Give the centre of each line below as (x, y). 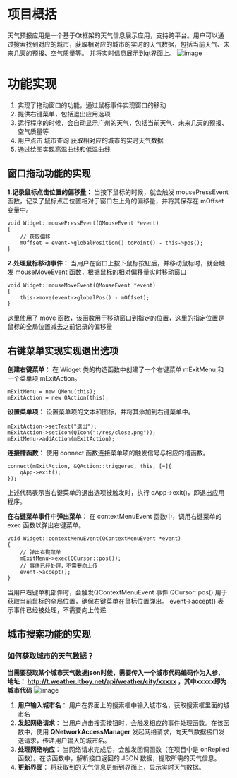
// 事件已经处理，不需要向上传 (59, 565)
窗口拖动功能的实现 (49, 174)
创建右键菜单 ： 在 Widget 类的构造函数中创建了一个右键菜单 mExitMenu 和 (116, 369)
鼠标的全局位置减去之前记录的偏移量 (60, 326)
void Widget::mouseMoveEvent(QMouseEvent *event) (82, 285)
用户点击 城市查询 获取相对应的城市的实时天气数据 (90, 140)
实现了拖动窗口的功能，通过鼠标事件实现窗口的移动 (92, 105)
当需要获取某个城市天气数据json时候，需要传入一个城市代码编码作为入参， (116, 673)
